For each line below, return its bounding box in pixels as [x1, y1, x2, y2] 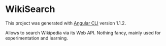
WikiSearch [5, 3, 55, 15]
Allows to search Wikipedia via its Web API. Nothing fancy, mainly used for [5, 29, 161, 35]
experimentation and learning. [5, 35, 69, 41]
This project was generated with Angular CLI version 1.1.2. [5, 20, 126, 26]
